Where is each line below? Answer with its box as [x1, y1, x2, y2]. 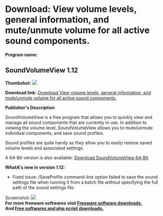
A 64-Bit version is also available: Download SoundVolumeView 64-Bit [5, 154, 149, 160]
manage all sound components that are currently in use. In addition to [5, 119, 147, 125]
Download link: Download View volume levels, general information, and [5, 90, 151, 96]
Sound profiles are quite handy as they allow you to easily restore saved [5, 139, 152, 145]
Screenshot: [5, 195, 30, 201]
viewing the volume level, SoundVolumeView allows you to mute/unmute [5, 124, 153, 130]
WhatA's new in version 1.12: [5, 164, 65, 170]
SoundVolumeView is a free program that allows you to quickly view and [5, 114, 153, 120]
